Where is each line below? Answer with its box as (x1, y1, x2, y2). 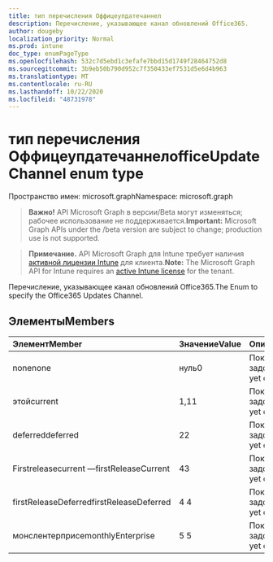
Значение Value (178, 338, 241, 350)
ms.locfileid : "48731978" (8, 95, 96, 103)
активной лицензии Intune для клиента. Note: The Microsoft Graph (28, 258, 256, 268)
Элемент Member (12, 338, 83, 350)
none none (12, 363, 51, 373)
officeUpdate (169, 147, 260, 166)
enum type (69, 164, 144, 183)
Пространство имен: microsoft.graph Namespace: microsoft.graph (8, 192, 233, 202)
